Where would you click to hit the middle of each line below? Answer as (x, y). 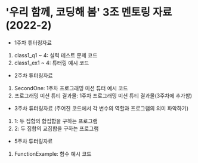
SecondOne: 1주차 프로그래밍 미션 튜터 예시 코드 (71, 88)
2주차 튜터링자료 (33, 75)
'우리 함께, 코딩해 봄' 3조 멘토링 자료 (89, 12)
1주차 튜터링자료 (33, 42)
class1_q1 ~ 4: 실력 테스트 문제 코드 (56, 55)
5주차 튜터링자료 (33, 141)
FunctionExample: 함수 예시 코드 (53, 153)
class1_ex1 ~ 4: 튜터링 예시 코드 (52, 63)
